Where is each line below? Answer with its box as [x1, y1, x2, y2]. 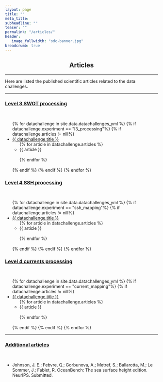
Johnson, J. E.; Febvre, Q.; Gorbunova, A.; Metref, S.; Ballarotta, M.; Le [12, 362, 153, 367]
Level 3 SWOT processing [5, 100, 67, 107]
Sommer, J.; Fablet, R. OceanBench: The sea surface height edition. [12, 367, 148, 373]
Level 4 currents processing [5, 258, 73, 265]
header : [5, 34, 21, 39]
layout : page [5, 7, 32, 12]
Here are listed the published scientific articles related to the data [5, 79, 136, 84]
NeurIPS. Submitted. [12, 372, 53, 378]
